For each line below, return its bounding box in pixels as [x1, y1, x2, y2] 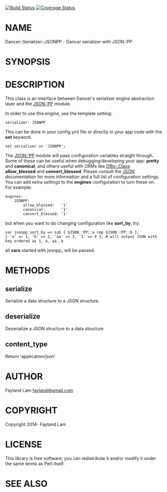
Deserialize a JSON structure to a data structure [5, 325, 104, 331]
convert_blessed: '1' [23, 212, 68, 217]
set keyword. [5, 134, 32, 140]
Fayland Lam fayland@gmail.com [5, 387, 73, 393]
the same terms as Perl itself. [5, 461, 65, 467]
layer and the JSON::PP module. [5, 101, 71, 107]
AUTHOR [5, 371, 43, 382]
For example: [5, 185, 32, 191]
